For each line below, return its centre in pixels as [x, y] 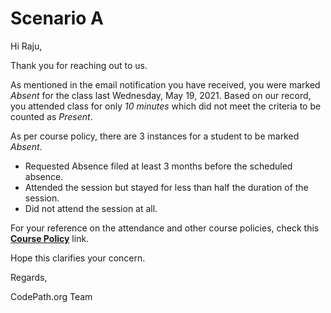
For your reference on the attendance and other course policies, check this [165, 228]
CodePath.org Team [51, 296]
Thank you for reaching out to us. [79, 65]
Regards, [29, 277]
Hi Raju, [26, 46]
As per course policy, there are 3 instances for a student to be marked [155, 136]
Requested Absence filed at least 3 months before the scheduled [158, 166]
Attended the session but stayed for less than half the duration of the [166, 187]
